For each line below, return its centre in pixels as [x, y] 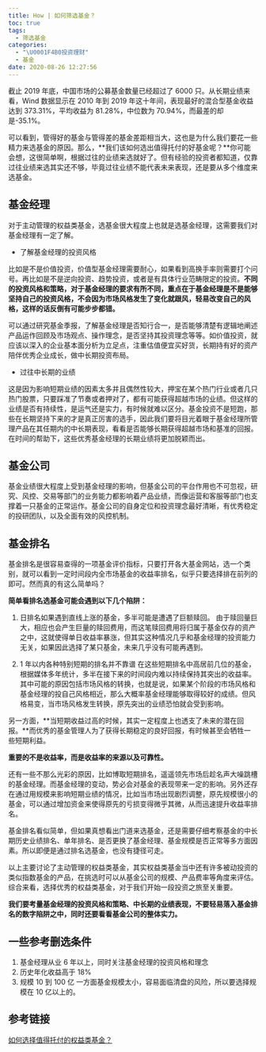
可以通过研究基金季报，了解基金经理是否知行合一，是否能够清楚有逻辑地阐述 [133, 325]
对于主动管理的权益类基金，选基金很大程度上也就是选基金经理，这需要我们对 [133, 225]
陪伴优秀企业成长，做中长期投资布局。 [70, 355]
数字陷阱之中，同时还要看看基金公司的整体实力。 [102, 914]
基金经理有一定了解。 [43, 235]
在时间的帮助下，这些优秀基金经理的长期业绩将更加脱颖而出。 [109, 438]
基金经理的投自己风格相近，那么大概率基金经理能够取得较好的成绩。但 [134, 694]
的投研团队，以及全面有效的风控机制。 [70, 516]
